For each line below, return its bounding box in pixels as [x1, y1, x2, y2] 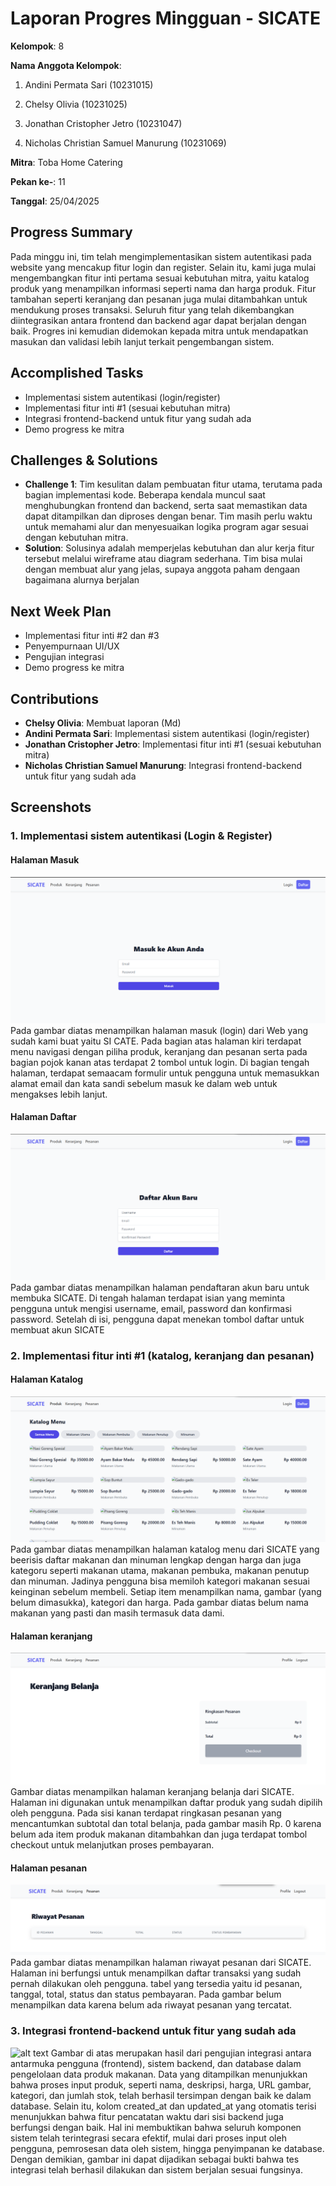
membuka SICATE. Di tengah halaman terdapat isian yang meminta [10, 1292, 286, 1304]
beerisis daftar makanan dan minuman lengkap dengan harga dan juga [10, 1554, 302, 1566]
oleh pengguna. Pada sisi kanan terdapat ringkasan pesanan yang [10, 1807, 282, 1819]
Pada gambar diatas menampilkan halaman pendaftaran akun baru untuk [10, 1281, 310, 1293]
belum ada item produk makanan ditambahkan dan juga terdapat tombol [10, 1828, 308, 1841]
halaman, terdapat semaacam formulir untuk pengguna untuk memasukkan [10, 1067, 320, 1079]
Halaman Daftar [10, 1111, 77, 1123]
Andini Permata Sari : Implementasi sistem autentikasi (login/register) [24, 728, 310, 739]
